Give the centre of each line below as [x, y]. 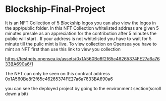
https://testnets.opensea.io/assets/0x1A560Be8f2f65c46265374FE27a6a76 [83, 58]
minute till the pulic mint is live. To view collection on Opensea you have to [81, 44]
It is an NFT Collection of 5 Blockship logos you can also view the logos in [81, 23]
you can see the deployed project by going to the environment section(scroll [83, 88]
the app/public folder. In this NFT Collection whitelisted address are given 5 [82, 28]
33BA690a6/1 [19, 64]
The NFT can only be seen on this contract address [57, 73]
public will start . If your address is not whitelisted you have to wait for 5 [79, 39]
